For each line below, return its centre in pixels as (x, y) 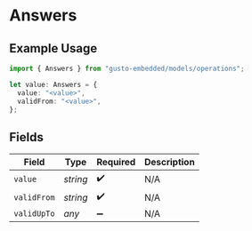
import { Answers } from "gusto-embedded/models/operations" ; (127, 68)
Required (116, 163)
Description (170, 163)
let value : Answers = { (53, 84)
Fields (27, 137)
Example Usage (53, 48)
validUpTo (34, 214)
